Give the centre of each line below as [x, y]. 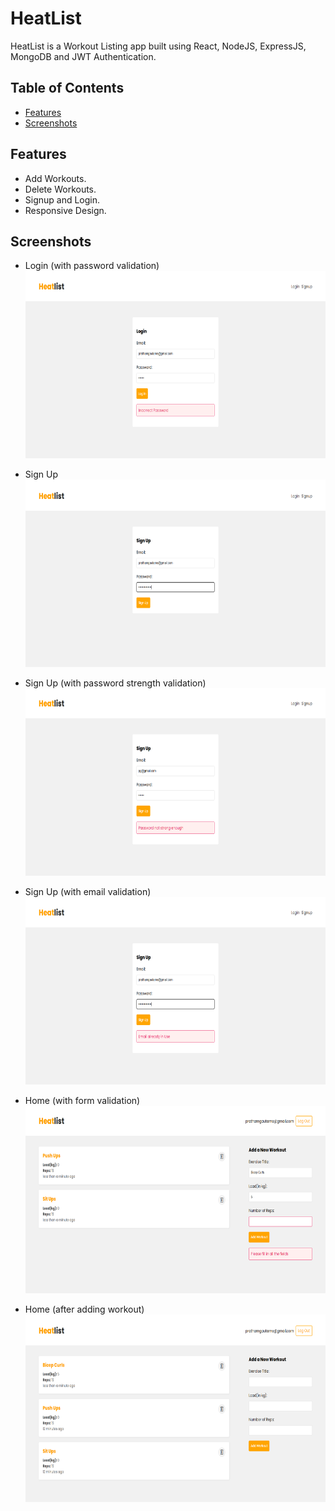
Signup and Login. [62, 199]
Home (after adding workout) [84, 1309]
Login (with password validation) [92, 266]
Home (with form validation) [82, 1101]
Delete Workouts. [60, 189]
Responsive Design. [65, 210]
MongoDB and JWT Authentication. [83, 56]
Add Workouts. [55, 178]
